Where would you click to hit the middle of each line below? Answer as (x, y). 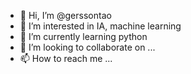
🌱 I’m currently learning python (83, 36)
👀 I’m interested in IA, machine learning (100, 26)
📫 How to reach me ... (66, 58)
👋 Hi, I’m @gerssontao (65, 15)
